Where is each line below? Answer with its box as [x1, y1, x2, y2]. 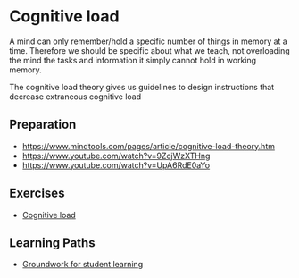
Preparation [9, 117, 77, 132]
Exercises [9, 186, 65, 201]
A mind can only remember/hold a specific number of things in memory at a [9, 36, 287, 46]
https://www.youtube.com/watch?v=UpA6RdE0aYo [21, 159, 211, 171]
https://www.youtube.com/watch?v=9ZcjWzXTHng [21, 150, 211, 161]
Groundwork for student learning [21, 259, 144, 270]
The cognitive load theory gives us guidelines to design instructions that [9, 81, 275, 92]
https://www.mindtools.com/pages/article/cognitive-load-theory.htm [21, 140, 275, 151]
